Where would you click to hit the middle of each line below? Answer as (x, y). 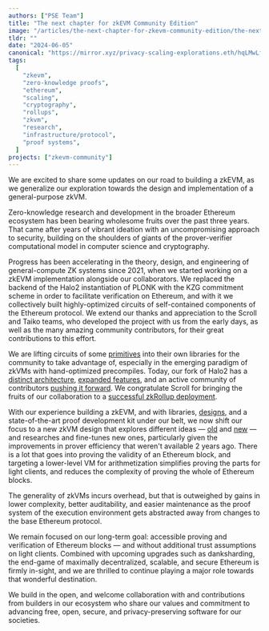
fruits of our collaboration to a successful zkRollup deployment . (113, 396)
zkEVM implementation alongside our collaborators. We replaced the (121, 279)
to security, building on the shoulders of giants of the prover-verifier (120, 238)
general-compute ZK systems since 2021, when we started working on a (128, 271)
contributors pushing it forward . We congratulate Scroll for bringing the (125, 388)
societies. (24, 621)
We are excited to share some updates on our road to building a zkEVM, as (131, 180)
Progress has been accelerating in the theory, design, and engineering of (129, 262)
